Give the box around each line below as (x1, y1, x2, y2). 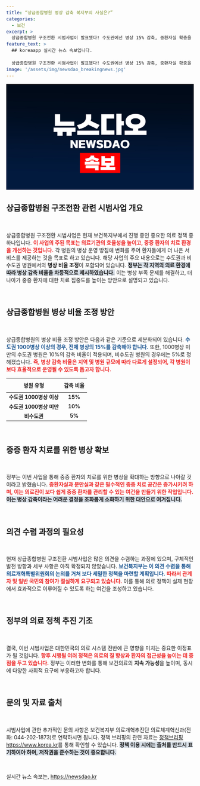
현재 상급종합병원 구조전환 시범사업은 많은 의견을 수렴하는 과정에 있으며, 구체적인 (6, 555, 194, 562)
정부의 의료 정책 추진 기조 (6, 616, 93, 626)
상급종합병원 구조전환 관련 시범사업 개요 (6, 203, 143, 213)
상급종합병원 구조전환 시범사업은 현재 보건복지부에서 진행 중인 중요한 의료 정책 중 (6, 231, 194, 238)
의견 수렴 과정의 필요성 (6, 527, 85, 537)
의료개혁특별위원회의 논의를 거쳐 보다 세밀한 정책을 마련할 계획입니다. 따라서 (6, 570, 182, 577)
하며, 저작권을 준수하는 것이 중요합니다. (26, 748, 117, 756)
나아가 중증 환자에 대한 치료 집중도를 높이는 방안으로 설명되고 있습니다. (6, 276, 170, 283)
